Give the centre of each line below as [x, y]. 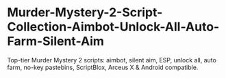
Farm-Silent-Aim [56, 41]
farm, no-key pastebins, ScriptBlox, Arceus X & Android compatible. [103, 67]
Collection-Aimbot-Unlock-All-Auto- [113, 27]
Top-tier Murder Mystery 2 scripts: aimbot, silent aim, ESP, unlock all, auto [112, 60]
